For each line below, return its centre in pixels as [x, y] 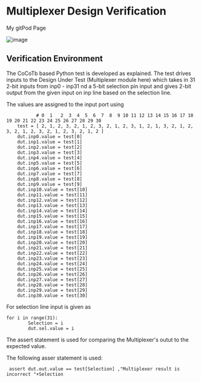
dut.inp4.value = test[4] [50, 158]
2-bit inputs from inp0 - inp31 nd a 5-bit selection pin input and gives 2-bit [99, 86]
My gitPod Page [26, 28]
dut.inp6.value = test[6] [50, 168]
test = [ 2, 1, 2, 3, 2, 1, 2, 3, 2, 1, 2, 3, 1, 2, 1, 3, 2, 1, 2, [105, 126]
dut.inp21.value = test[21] [52, 248]
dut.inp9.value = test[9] [50, 184]
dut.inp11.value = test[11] [52, 195]
